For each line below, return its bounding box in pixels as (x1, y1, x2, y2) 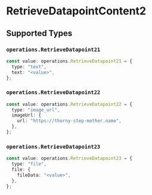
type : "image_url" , (11, 107, 60, 113)
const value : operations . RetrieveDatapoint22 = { (6, 101, 133, 107)
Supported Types (6, 28, 73, 38)
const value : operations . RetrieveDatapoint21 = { (6, 58, 133, 64)
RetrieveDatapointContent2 (6, 4, 147, 18)
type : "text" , (11, 64, 47, 70)
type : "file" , (11, 161, 47, 167)
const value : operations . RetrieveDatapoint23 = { (6, 155, 133, 161)
